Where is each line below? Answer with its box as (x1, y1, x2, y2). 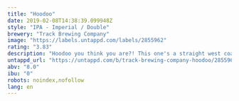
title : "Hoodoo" (7, 10, 55, 18)
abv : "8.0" (7, 63, 40, 70)
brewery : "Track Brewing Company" (7, 30, 110, 38)
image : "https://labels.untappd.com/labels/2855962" (7, 37, 167, 44)
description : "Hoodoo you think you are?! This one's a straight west (7, 51, 221, 58)
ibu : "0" (7, 70, 33, 77)
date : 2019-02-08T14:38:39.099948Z (7, 17, 113, 24)
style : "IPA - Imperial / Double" (7, 23, 110, 31)
